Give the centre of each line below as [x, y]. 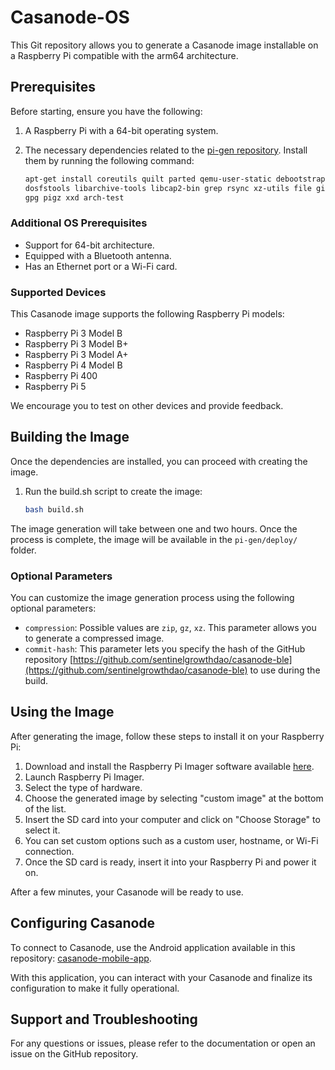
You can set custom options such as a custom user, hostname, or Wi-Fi [171, 840]
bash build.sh [54, 509]
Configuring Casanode [83, 923]
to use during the [285, 670]
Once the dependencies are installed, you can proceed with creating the [159, 461]
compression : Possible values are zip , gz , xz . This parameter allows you [170, 627]
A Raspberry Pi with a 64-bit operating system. [121, 130]
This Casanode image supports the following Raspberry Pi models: [147, 313]
